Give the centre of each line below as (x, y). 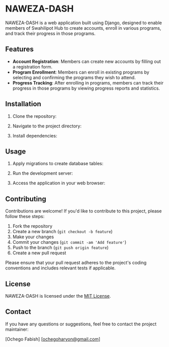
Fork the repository (33, 226)
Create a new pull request (39, 253)
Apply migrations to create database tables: (58, 164)
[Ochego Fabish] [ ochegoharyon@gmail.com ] (53, 339)
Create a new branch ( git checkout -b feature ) (63, 232)
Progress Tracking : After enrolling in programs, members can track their (88, 83)
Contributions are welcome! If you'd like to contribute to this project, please (83, 211)
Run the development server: (43, 173)
